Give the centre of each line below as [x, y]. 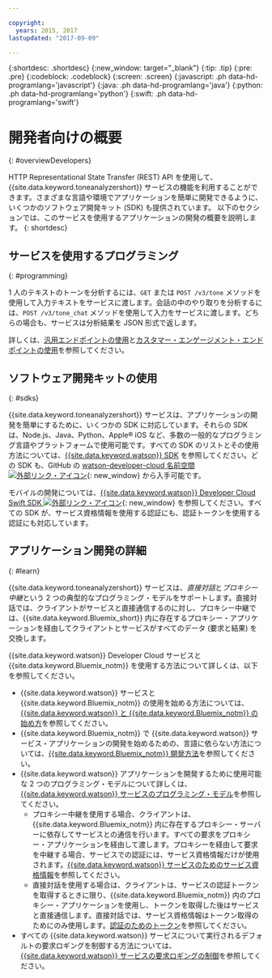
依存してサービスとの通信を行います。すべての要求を [134, 834]
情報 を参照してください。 [82, 874]
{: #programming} [38, 276]
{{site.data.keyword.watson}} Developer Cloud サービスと [105, 655]
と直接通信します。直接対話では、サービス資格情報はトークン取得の [145, 915]
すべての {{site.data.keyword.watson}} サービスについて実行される [131, 935]
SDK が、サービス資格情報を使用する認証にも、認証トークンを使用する [142, 512]
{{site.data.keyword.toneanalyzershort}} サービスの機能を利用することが [130, 188]
